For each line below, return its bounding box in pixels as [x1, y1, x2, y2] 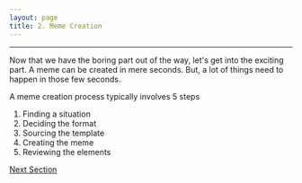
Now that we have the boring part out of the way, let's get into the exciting [9, 55, 285, 65]
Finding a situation [22, 109, 92, 119]
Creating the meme [22, 136, 94, 148]
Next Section [9, 163, 58, 175]
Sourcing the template [22, 127, 105, 138]
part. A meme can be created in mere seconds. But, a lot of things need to [9, 64, 284, 74]
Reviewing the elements [22, 146, 111, 157]
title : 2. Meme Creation [9, 22, 102, 30]
